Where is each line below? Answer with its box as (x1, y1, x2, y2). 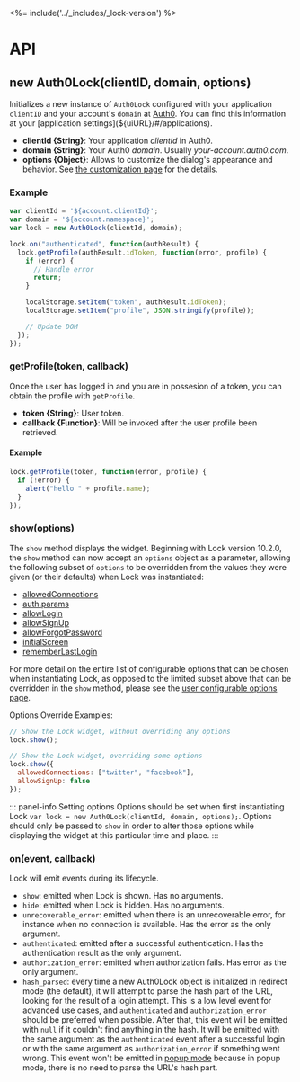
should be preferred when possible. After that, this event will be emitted (22, 1015, 288, 1025)
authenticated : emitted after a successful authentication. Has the (22, 938, 264, 949)
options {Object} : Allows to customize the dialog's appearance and (22, 155, 273, 165)
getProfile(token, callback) (9, 360, 128, 372)
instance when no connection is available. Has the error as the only (22, 919, 271, 930)
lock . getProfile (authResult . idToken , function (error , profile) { (17, 247, 268, 257)
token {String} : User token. (22, 407, 124, 418)
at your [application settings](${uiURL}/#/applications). (9, 118, 213, 129)
